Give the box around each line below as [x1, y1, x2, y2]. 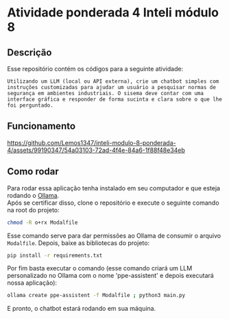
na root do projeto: [7, 205, 60, 214]
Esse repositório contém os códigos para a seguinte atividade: [7, 65, 184, 73]
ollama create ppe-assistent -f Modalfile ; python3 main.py [7, 292, 186, 299]
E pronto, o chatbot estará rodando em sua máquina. [7, 305, 156, 313]
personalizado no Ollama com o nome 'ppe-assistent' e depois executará [7, 272, 214, 280]
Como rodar [7, 166, 60, 177]
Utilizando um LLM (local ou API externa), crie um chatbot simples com [7, 78, 219, 85]
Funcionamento [7, 120, 76, 132]
